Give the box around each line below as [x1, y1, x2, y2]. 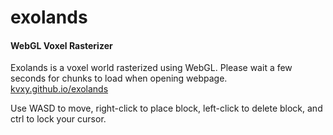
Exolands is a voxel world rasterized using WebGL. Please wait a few [10, 62, 293, 74]
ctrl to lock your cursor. [10, 113, 107, 125]
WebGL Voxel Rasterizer [10, 39, 113, 51]
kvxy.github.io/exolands [10, 83, 109, 95]
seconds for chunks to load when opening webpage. [10, 72, 228, 85]
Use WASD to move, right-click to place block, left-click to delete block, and [10, 102, 323, 115]
